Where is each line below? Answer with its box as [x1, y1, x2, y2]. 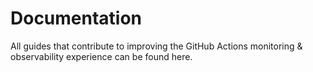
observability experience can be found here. [10, 50, 193, 62]
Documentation [10, 7, 143, 30]
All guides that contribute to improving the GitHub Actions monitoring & [10, 40, 303, 52]
